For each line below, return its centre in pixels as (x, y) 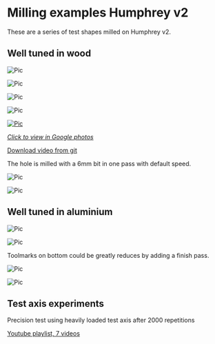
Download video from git (42, 150)
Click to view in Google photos (51, 136)
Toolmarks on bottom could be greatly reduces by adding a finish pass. (108, 255)
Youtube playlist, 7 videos (44, 334)
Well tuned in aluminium (60, 212)
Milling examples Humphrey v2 (98, 13)
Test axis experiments (56, 304)
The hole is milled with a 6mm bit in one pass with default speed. (99, 163)
